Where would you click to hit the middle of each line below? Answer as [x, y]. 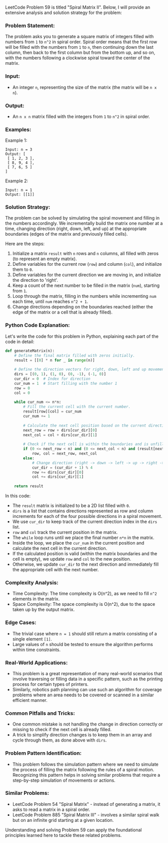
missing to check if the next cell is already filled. [62, 729]
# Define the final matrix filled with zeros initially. [75, 355]
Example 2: [17, 181]
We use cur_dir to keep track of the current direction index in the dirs [85, 521]
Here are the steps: [25, 244]
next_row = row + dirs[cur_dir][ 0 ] [60, 430]
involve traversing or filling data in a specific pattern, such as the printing [87, 679]
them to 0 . [23, 270]
